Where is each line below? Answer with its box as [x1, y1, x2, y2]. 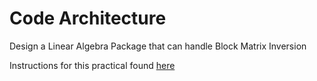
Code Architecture [9, 7, 167, 30]
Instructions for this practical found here [9, 59, 176, 71]
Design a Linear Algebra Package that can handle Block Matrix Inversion [9, 40, 307, 52]
